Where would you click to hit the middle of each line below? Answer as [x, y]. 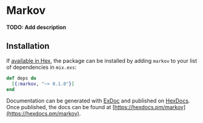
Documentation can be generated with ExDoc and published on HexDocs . [98, 101]
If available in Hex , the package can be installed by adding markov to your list [102, 60]
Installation [28, 46]
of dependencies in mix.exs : [42, 67]
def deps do [21, 78]
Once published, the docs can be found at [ [61, 107]
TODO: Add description [36, 27]
